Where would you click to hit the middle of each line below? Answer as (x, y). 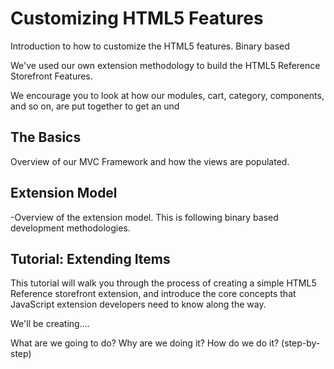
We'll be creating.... (50, 324)
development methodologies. (70, 228)
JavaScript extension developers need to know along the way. (138, 304)
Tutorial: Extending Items (90, 258)
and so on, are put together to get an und (95, 106)
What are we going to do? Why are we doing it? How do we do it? (145, 343)
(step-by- (301, 343)
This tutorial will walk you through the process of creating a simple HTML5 (163, 283)
